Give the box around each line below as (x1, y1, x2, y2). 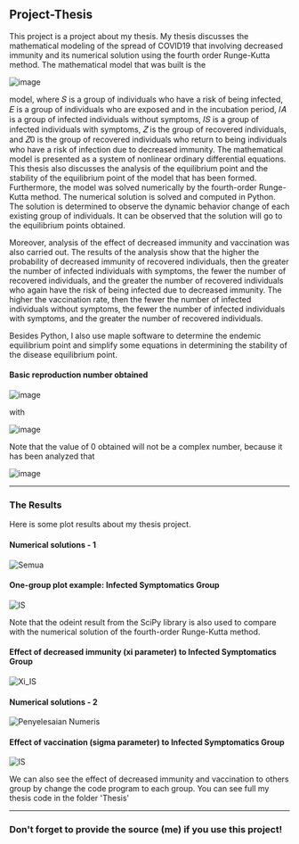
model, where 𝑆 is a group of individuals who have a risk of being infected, (9, 94, 283, 104)
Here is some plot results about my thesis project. (9, 519, 191, 530)
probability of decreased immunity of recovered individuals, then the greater (9, 256, 289, 267)
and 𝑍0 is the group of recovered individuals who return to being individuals (9, 134, 287, 145)
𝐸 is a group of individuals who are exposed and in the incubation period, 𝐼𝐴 (9, 103, 287, 114)
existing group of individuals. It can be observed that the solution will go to (9, 210, 283, 221)
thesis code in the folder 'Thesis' (9, 793, 130, 804)
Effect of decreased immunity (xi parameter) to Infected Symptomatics (9, 647, 278, 658)
